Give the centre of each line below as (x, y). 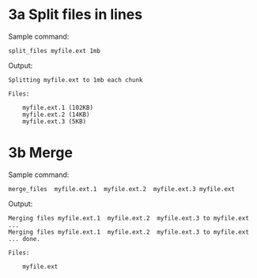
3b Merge (41, 153)
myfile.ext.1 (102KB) (58, 107)
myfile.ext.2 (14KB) (56, 115)
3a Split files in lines (76, 15)
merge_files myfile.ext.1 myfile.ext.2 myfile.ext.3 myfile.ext (122, 189)
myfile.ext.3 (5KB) (55, 121)
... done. (25, 239)
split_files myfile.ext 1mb (55, 51)
